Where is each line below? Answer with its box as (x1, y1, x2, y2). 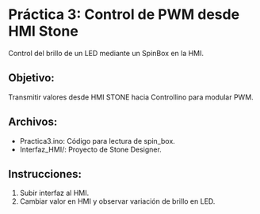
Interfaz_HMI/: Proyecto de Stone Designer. (19, 145, 162, 154)
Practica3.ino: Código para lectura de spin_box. (19, 136, 176, 145)
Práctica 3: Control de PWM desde (8, 6, 240, 24)
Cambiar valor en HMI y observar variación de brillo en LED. (19, 197, 216, 206)
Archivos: (8, 115, 58, 129)
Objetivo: (8, 71, 55, 84)
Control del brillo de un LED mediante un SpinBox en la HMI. (8, 48, 205, 58)
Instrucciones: (8, 167, 82, 181)
